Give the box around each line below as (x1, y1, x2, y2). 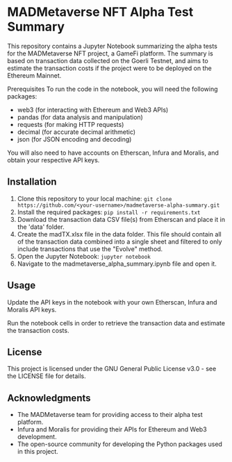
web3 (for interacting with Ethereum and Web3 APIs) (17, 105, 169, 114)
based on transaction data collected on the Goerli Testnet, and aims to (7, 56, 208, 65)
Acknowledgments (7, 392, 92, 404)
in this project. (17, 447, 59, 456)
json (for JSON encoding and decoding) (17, 135, 132, 143)
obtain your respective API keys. (7, 155, 100, 164)
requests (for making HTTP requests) (17, 120, 124, 128)
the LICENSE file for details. (7, 372, 87, 380)
